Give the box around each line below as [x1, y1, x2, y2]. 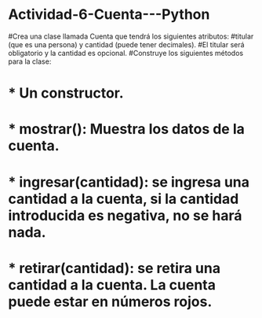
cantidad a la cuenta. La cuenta [8, 275, 216, 294]
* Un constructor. [8, 84, 124, 102]
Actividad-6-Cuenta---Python [8, 6, 210, 24]
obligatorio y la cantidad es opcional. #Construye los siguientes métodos [8, 48, 244, 57]
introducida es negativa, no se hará [8, 206, 242, 224]
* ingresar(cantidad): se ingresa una [8, 173, 249, 190]
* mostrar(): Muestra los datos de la [8, 120, 246, 139]
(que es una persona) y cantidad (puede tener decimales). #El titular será [8, 39, 245, 49]
